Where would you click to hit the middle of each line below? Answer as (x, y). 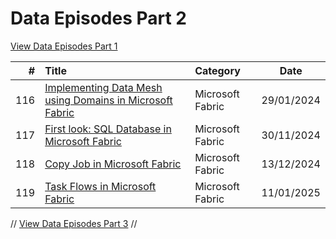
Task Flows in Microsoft (100, 186)
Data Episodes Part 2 (99, 18)
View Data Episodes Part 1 (64, 46)
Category (217, 70)
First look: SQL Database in (108, 129)
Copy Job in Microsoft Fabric (113, 164)
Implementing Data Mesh (103, 87)
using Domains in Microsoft (108, 100)
